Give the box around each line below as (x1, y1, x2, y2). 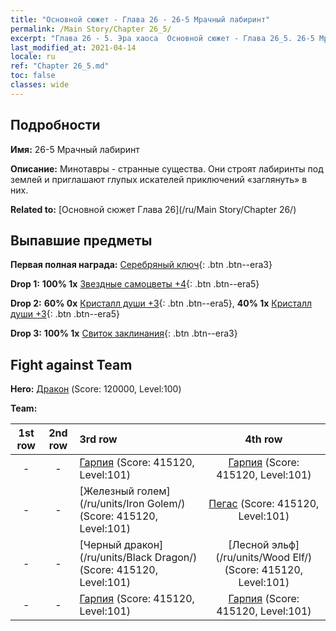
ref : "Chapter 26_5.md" (10, 61, 110, 71)
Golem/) (146, 497, 186, 511)
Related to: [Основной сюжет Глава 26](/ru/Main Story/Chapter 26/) (10, 203, 297, 215)
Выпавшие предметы (10, 232, 153, 249)
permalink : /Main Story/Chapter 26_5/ (10, 24, 172, 34)
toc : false (10, 71, 56, 81)
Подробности (10, 117, 101, 134)
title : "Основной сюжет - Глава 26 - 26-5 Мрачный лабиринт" (10, 14, 271, 25)
